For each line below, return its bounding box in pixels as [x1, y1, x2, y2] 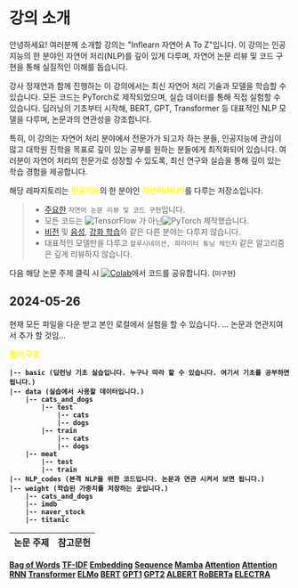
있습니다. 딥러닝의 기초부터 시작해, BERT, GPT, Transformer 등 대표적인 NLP [9, 102, 278, 113]
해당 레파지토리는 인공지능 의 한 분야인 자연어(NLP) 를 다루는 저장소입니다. [9, 184, 264, 196]
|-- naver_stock [25, 507, 86, 517]
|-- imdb [25, 500, 58, 509]
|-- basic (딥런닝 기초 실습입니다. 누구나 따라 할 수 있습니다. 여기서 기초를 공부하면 [9, 368, 290, 377]
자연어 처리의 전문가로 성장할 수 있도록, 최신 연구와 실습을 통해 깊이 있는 [32, 155, 282, 166]
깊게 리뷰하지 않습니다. [53, 249, 133, 259]
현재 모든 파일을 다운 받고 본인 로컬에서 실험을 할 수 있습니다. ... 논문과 [9, 318, 253, 330]
